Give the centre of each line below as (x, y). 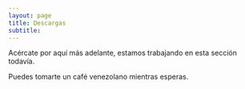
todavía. (22, 61)
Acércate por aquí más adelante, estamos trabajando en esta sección (123, 53)
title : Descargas (37, 23)
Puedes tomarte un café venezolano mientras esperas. (98, 77)
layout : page (30, 15)
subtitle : (25, 30)
